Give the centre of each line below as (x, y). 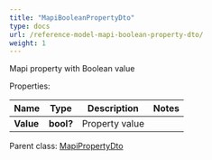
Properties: (30, 86)
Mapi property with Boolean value (72, 69)
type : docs (30, 26)
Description (113, 108)
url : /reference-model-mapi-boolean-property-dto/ (106, 34)
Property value (113, 124)
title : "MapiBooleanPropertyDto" (72, 18)
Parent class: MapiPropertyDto (66, 146)
